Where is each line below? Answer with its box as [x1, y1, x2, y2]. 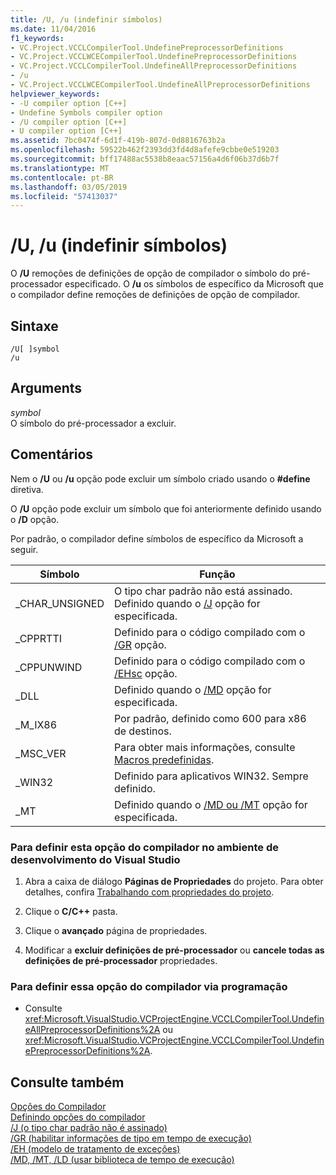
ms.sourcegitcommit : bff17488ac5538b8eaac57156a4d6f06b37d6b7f [10, 154, 280, 164]
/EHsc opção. [113, 666, 178, 680]
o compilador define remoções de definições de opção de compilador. [10, 289, 301, 301]
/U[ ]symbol [10, 344, 60, 354]
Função [199, 567, 236, 581]
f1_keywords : [10, 33, 65, 43]
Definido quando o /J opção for [113, 596, 261, 610]
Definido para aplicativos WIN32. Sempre [113, 769, 309, 783]
